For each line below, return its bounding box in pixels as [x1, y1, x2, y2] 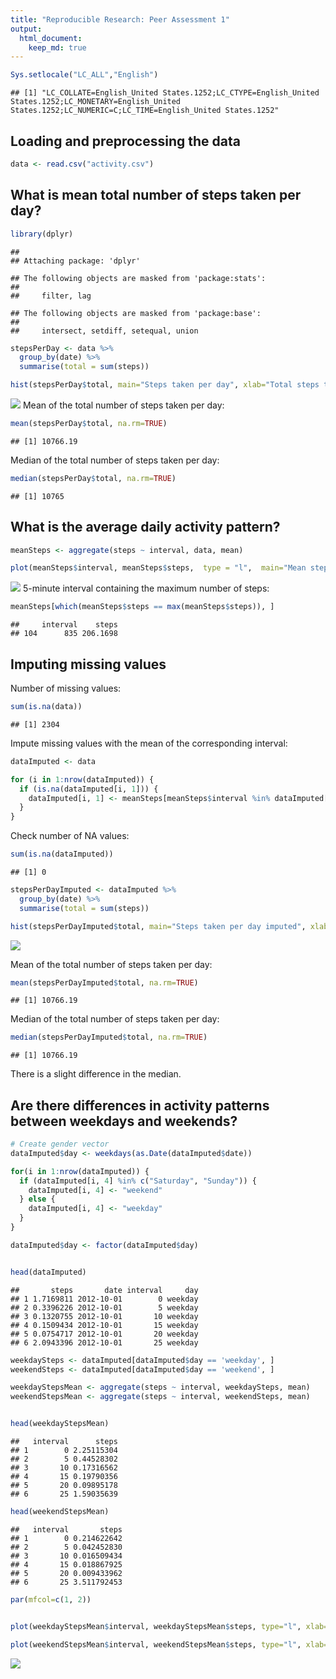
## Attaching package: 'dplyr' [10, 256, 141, 266]
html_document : [19, 33, 83, 43]
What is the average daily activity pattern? [10, 519, 281, 536]
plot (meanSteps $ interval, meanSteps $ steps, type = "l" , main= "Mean [10, 563, 307, 573]
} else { [19, 1194, 56, 1205]
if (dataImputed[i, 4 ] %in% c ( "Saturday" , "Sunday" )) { [19, 1176, 257, 1186]
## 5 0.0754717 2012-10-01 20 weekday [10, 1329, 199, 1339]
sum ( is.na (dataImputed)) [10, 849, 114, 860]
